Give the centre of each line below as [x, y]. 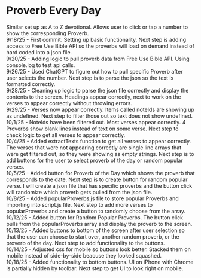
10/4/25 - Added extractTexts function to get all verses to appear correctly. [99, 141]
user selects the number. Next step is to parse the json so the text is [90, 78]
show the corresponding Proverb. [48, 33]
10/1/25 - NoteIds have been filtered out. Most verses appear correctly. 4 [96, 122]
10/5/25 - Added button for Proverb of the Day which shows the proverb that [100, 173]
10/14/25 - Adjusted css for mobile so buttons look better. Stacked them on [99, 249]
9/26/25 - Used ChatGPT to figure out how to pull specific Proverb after [95, 71]
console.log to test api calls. [41, 65]
